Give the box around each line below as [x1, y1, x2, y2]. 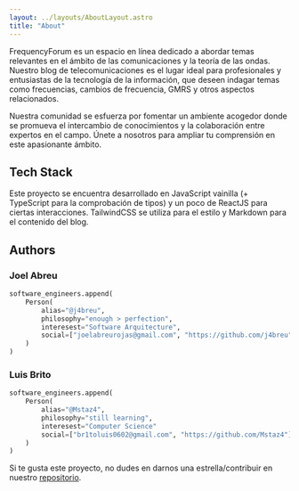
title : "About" [9, 21, 66, 30]
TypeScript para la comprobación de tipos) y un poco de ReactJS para [9, 198, 269, 209]
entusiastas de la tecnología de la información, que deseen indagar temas [9, 74, 280, 85]
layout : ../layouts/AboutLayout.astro [9, 12, 153, 22]
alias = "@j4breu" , [41, 306, 105, 315]
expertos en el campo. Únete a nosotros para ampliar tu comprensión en [9, 129, 276, 140]
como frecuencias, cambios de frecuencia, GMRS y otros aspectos [9, 84, 255, 94]
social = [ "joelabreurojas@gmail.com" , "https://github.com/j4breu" [41, 331, 293, 340]
